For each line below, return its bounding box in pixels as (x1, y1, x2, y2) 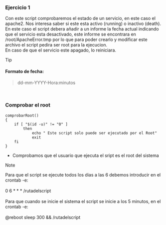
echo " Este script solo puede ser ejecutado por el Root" (31, 130, 157, 135)
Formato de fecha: (5, 68, 44, 74)
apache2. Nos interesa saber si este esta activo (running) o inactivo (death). (5, 20, 161, 26)
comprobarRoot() (5, 113, 39, 118)
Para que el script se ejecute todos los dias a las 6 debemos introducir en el (5, 171, 161, 177)
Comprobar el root (5, 101, 51, 108)
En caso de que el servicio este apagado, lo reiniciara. (5, 47, 116, 53)
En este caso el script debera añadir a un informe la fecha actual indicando (5, 26, 159, 32)
